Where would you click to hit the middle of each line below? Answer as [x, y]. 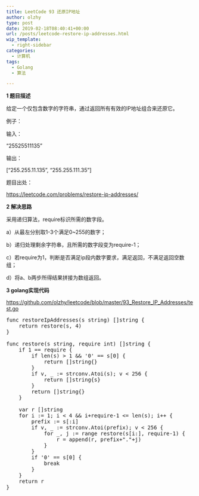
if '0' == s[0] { [57, 457]
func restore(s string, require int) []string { [78, 344]
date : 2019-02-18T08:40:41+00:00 [48, 28]
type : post [20, 23]
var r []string [41, 410]
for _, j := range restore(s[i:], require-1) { [115, 434]
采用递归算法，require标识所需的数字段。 [57, 219]
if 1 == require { [46, 350]
